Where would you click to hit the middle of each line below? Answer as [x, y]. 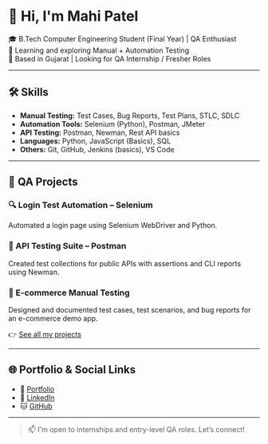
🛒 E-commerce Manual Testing [69, 293]
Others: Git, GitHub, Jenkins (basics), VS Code [97, 149]
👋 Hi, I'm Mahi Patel [73, 16]
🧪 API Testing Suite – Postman [67, 246]
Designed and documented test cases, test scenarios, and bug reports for [130, 310]
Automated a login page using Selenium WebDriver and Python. [113, 226]
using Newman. [34, 272]
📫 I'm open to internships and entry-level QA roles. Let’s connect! [136, 429]
